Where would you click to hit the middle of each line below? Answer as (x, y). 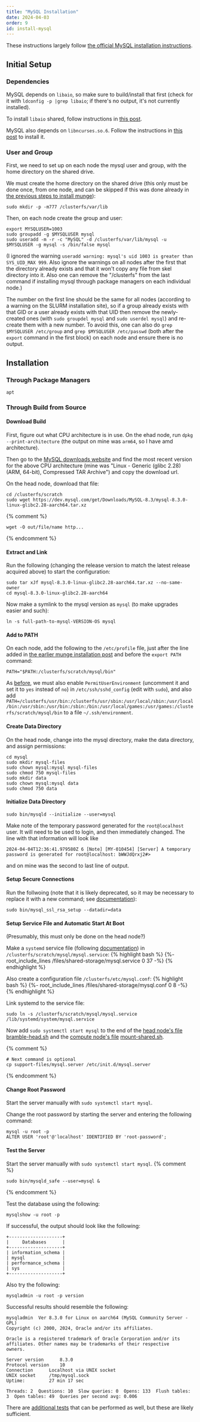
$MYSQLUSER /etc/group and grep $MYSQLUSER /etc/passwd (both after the (95, 331)
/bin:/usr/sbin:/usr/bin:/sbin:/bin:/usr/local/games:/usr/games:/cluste (100, 707)
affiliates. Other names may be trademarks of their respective (88, 1344)
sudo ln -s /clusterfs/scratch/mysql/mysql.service (72, 1014)
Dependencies (28, 81)
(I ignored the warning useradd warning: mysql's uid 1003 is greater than (100, 256)
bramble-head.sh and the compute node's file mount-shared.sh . (85, 1037)
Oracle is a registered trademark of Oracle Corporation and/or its (93, 1339)
